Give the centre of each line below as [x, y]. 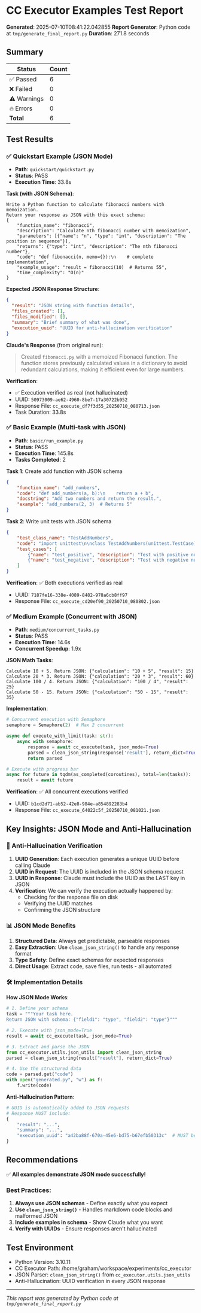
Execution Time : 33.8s [43, 182]
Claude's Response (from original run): [55, 345]
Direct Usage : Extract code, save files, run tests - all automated [93, 966]
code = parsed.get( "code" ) [40, 1074]
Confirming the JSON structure [62, 909]
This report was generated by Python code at [62, 1298]
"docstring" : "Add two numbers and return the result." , [89, 499]
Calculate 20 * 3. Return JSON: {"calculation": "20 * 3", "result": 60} [100, 677]
